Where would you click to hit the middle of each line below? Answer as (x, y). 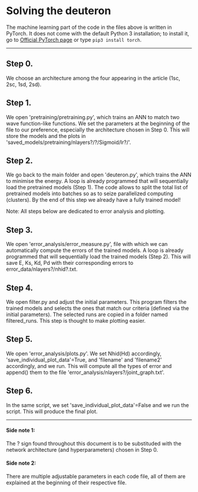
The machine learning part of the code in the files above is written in (89, 27)
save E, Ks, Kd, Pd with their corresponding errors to (70, 263)
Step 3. (20, 230)
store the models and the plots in (46, 136)
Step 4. (20, 288)
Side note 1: (21, 430)
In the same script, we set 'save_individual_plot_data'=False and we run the (98, 405)
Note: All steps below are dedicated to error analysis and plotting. (86, 211)
